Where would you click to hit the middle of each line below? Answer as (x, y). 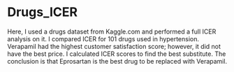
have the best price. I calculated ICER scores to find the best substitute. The (117, 54)
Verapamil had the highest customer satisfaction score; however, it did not (114, 46)
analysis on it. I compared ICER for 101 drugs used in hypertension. (103, 38)
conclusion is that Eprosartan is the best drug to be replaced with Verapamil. (117, 61)
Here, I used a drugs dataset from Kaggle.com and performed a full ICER (112, 31)
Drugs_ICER (43, 12)
